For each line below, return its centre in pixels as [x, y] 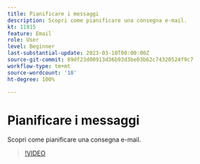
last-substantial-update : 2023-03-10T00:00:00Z [79, 53]
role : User [23, 40]
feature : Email [30, 33]
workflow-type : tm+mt [39, 66]
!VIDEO [35, 153]
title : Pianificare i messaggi [53, 14]
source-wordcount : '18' [42, 72]
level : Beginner [31, 46]
